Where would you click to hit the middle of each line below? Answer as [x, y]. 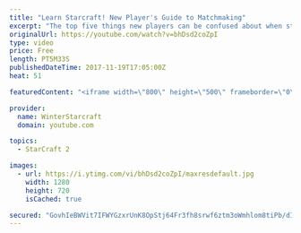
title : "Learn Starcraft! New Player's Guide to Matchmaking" [128, 17]
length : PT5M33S [39, 59]
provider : [28, 108]
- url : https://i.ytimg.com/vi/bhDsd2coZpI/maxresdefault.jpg [136, 174]
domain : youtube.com [56, 125]
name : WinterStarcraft [60, 116]
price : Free [31, 51]
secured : [26, 215]
